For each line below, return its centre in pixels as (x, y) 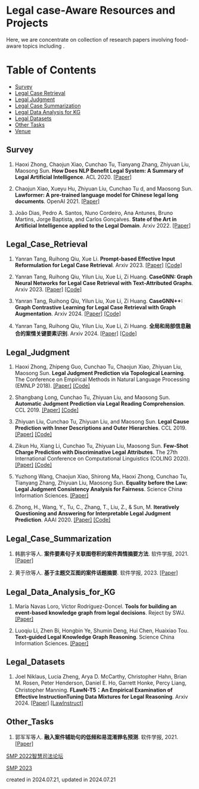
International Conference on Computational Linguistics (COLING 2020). (102, 459)
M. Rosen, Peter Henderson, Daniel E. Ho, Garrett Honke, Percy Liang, (100, 683)
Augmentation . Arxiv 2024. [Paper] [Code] (68, 314)
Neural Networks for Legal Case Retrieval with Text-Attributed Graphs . (104, 283)
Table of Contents (51, 70)
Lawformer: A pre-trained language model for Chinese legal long (97, 195)
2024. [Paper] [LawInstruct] (49, 703)
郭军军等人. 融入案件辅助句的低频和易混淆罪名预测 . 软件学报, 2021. (97, 737)
